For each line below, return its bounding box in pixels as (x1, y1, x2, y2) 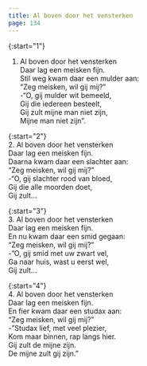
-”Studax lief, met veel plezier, (8, 323, 107, 333)
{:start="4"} (8, 281, 47, 290)
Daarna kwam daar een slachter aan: (8, 156, 129, 166)
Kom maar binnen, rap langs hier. (8, 332, 117, 341)
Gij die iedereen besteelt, (19, 99, 102, 108)
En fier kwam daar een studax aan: (8, 306, 122, 316)
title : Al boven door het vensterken (8, 11, 133, 20)
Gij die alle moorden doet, (8, 182, 93, 191)
